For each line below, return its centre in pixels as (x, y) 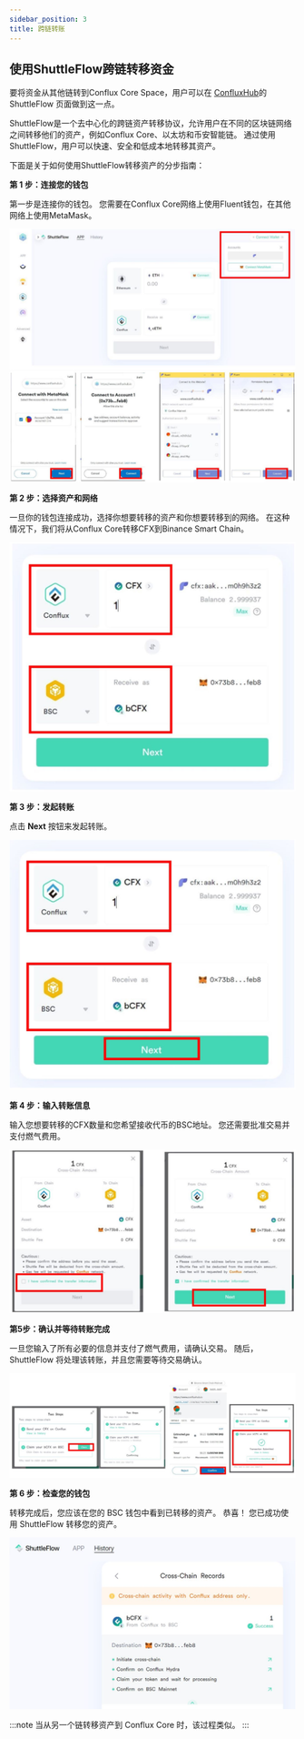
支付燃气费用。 (37, 1137)
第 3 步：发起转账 (42, 806)
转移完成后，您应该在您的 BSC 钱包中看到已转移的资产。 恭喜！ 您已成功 (145, 1513)
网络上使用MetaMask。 (53, 216)
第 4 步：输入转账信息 (50, 1106)
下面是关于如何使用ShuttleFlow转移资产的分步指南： (107, 166)
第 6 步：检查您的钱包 (50, 1493)
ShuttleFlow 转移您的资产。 (71, 1524)
